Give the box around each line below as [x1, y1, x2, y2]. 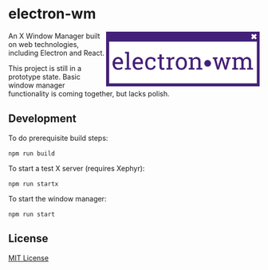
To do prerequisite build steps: [8, 133, 108, 143]
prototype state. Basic [8, 72, 81, 81]
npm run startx [8, 180, 59, 188]
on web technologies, [8, 39, 80, 49]
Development [8, 112, 77, 126]
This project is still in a [8, 63, 82, 72]
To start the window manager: [8, 194, 107, 203]
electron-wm [8, 5, 97, 23]
